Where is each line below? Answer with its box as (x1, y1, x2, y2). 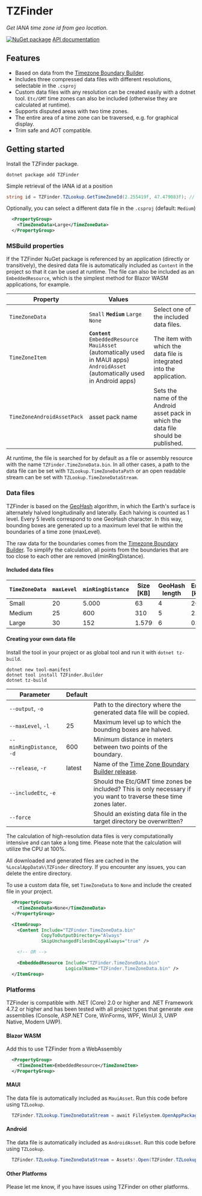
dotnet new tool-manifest (6, 667, 71, 673)
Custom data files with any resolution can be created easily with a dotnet (14, 88, 196, 96)
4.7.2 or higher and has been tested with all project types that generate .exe (6, 1005, 194, 1013)
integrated (153, 357, 183, 366)
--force (9, 814, 31, 821)
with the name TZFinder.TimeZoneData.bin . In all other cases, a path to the (6, 461, 190, 468)
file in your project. (6, 888, 53, 895)
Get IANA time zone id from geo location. (6, 24, 108, 31)
